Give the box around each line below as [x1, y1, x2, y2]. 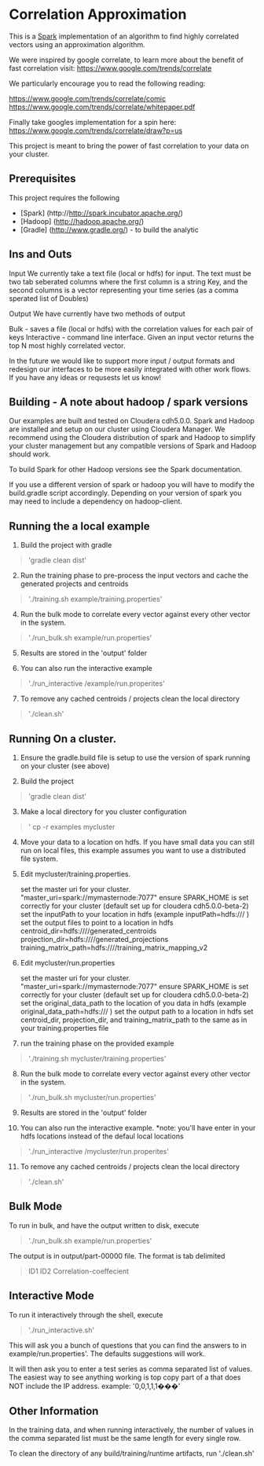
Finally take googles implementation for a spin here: [9, 117, 177, 126]
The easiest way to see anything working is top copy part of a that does [9, 1373, 241, 1382]
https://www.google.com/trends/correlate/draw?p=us [9, 126, 183, 135]
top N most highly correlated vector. [9, 340, 126, 350]
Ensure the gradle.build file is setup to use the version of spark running [20, 753, 251, 762]
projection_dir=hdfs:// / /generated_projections [20, 935, 169, 944]
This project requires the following [9, 192, 120, 202]
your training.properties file [20, 1024, 109, 1032]
